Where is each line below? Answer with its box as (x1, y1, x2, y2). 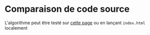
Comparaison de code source (4, 3, 130, 15)
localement (4, 25, 28, 31)
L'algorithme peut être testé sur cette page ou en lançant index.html (4, 20, 145, 26)
